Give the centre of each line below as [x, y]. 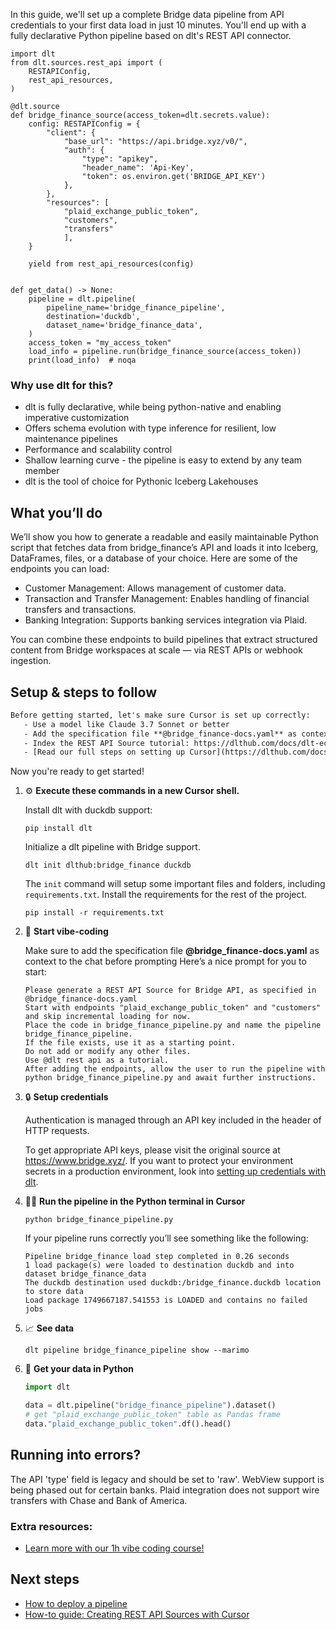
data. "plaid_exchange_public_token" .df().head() [128, 1424]
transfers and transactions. [80, 610]
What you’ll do [56, 512]
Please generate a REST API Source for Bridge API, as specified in [170, 990]
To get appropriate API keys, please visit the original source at [152, 1150]
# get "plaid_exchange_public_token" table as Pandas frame [152, 1415]
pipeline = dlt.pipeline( [82, 299]
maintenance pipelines [71, 439]
